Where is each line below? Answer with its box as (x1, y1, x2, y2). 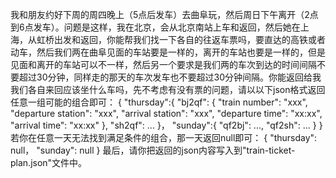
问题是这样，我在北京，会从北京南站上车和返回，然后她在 (63, 21, 301, 33)
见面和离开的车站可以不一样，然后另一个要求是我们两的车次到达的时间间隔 (10, 59, 317, 70)
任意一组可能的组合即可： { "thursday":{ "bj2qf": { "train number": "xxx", (10, 96, 308, 108)
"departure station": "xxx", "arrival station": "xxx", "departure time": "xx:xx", (10, 108, 323, 119)
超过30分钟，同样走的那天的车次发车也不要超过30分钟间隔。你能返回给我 (18, 71, 322, 83)
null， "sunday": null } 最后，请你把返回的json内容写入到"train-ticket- (10, 144, 296, 156)
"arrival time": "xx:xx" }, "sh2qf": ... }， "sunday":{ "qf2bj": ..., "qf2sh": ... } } (10, 119, 323, 131)
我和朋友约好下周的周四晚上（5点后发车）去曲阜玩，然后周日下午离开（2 (10, 9, 310, 20)
